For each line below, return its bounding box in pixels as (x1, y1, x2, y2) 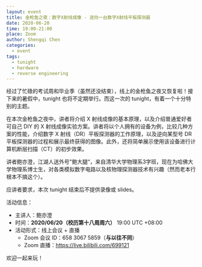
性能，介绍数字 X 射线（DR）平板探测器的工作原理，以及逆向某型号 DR (16, 130, 192, 138)
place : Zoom (6, 31, 36, 37)
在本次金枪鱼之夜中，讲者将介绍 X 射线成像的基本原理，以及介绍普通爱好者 (6, 115, 192, 123)
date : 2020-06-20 (6, 20, 50, 26)
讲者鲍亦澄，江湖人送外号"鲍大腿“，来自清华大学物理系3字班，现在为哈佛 (6, 158, 188, 165)
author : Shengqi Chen (6, 37, 61, 43)
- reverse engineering (11, 70, 69, 76)
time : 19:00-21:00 (6, 25, 52, 32)
